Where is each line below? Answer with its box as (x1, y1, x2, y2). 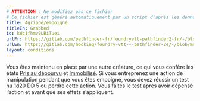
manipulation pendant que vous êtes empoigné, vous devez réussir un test (6, 76, 189, 83)
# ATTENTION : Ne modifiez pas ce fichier (6, 8, 113, 15)
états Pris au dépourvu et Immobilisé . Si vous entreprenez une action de (6, 69, 183, 77)
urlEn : (6, 42, 23, 48)
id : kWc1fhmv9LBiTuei (6, 31, 60, 37)
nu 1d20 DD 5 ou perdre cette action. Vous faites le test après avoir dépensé (6, 82, 193, 89)
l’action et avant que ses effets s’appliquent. (6, 88, 114, 95)
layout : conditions (6, 47, 55, 53)
